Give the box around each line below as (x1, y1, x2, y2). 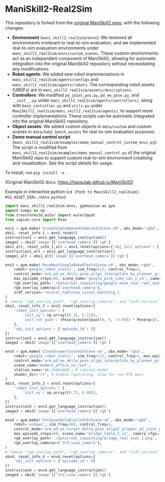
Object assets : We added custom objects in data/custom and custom (12, 123, 152, 129)
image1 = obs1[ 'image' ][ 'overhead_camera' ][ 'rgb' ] (5, 240, 111, 245)
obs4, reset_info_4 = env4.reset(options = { (5, 454, 96, 459)
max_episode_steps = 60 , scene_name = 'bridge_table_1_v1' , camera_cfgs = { (14, 431, 162, 436)
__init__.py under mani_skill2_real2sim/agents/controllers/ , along (12, 97, 153, 103)
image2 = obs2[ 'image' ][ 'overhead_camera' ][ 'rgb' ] (5, 340, 111, 345)
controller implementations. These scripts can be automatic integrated (12, 113, 155, 119)
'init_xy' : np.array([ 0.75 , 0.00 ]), (23, 390, 98, 395)
